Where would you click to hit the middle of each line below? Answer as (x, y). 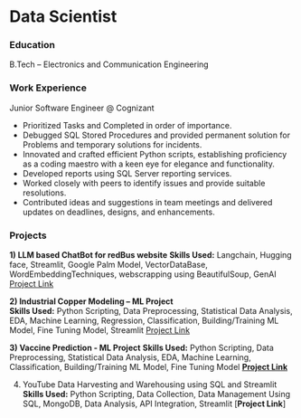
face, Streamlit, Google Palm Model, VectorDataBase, (108, 265)
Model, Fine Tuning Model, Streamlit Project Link (100, 330)
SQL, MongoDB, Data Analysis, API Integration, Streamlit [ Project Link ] (154, 404)
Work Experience (48, 88)
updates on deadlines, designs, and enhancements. (118, 212)
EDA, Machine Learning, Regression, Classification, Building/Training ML (144, 321)
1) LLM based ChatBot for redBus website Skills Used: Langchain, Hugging (150, 255)
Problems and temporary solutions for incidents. (112, 144)
